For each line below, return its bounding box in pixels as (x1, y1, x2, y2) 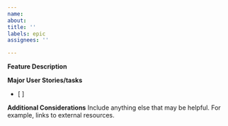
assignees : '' (7, 37, 50, 44)
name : (7, 10, 23, 18)
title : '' (7, 23, 37, 30)
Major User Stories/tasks (7, 76, 83, 85)
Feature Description (7, 62, 67, 71)
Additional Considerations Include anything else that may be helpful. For (7, 103, 221, 112)
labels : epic (7, 30, 46, 38)
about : (7, 17, 27, 24)
